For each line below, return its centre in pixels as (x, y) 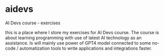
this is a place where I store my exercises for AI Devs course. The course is (82, 32)
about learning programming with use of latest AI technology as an (73, 38)
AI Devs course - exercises (33, 23)
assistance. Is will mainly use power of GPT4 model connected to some (78, 43)
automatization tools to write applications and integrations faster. (86, 48)
